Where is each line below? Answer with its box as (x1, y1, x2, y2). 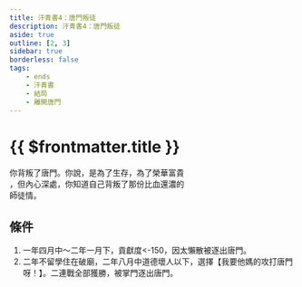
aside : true (9, 30, 54, 39)
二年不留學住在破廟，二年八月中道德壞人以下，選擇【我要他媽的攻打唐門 (22, 256, 293, 267)
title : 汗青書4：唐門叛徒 (9, 13, 97, 23)
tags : (9, 64, 30, 73)
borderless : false (9, 55, 79, 64)
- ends (25, 72, 51, 81)
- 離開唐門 (25, 97, 62, 107)
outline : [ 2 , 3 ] (9, 38, 71, 48)
